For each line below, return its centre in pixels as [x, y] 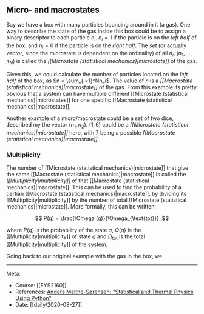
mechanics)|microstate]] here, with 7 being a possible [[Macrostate [91, 132]
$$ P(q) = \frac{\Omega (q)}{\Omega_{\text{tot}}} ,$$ [102, 218]
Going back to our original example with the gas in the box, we [84, 256]
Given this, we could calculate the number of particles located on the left [97, 74]
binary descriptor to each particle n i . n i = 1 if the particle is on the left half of [102, 38]
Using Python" [33, 298]
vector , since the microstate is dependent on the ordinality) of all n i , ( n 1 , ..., [99, 54]
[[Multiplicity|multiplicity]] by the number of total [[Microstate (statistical [97, 200]
